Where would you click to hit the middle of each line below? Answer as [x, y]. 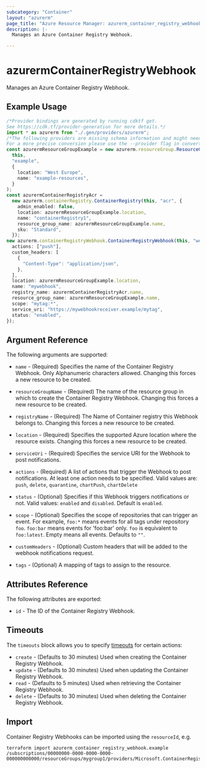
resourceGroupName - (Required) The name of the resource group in [99, 392]
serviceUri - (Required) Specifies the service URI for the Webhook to [103, 453]
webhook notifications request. [54, 553]
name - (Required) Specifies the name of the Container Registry [94, 367]
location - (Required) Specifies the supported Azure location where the [106, 435]
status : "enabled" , [37, 315]
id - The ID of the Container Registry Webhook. [75, 611]
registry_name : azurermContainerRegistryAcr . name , [78, 292]
